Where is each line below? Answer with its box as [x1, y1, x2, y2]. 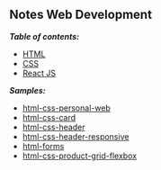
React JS [22, 67, 57, 78]
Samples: [9, 85, 47, 95]
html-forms [22, 140, 65, 151]
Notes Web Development [9, 7, 153, 22]
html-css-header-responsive [22, 130, 130, 142]
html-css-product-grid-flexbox [22, 150, 138, 161]
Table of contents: [9, 31, 79, 41]
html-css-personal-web [22, 103, 111, 113]
